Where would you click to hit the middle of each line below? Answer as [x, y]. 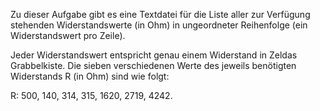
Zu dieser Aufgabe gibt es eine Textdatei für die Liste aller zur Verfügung [160, 14]
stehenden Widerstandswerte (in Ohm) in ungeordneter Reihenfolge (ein [159, 25]
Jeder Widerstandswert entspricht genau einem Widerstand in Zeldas [154, 55]
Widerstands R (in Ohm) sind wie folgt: [90, 76]
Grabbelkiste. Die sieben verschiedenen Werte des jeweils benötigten [153, 65]
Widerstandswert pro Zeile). [68, 35]
